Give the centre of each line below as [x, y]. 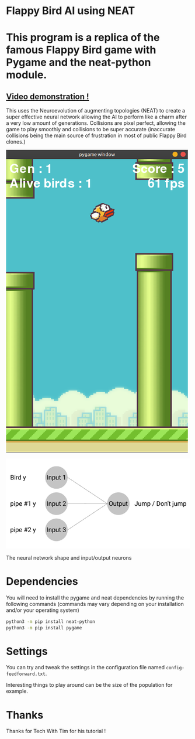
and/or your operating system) [43, 610]
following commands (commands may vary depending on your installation [95, 604]
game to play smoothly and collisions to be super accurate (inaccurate [91, 130]
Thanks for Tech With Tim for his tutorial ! [56, 731]
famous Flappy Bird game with [81, 50]
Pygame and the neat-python [79, 62]
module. [27, 75]
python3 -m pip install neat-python [51, 621]
